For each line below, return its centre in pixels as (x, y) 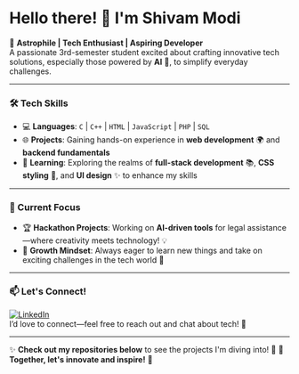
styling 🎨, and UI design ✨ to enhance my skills (109, 175)
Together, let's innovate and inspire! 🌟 (81, 359)
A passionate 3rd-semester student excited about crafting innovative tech (145, 52)
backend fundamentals (66, 153)
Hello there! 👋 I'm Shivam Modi (125, 18)
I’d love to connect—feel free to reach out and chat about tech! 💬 (128, 323)
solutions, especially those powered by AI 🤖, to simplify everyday (129, 61)
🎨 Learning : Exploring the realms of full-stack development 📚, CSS (148, 163)
